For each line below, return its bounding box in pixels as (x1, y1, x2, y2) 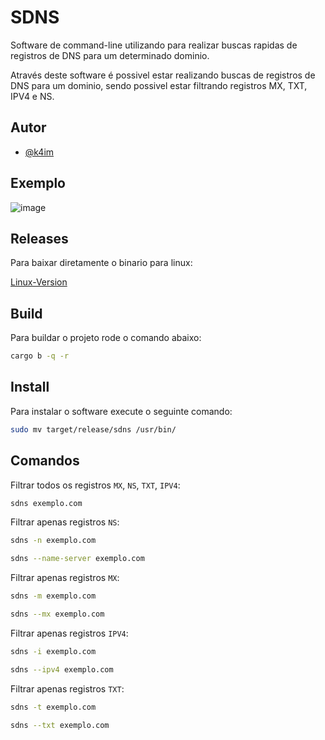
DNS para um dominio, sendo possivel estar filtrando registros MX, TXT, (10, 79, 308, 91)
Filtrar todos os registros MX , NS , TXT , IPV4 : (10, 479, 181, 491)
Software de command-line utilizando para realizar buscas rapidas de (10, 39, 298, 51)
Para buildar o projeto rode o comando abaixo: (10, 332, 202, 344)
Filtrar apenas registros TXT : (10, 682, 125, 695)
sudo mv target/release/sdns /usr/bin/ (10, 424, 177, 435)
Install (10, 379, 50, 396)
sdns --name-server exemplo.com (10, 554, 145, 564)
